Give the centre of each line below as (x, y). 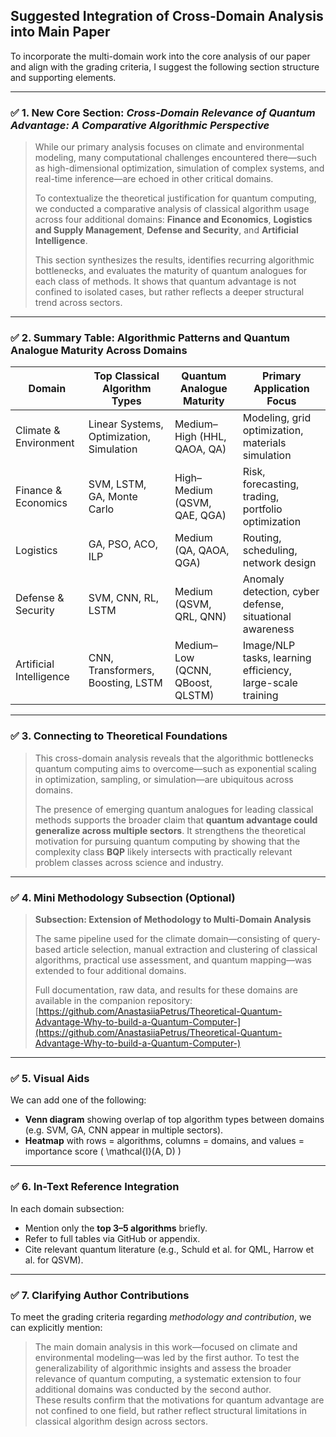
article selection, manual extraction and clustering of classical (190, 949)
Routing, (262, 538)
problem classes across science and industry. (129, 862)
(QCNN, (193, 671)
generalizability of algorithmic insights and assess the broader (163, 1368)
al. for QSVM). (54, 1260)
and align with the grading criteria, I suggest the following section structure (165, 66)
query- (306, 938)
